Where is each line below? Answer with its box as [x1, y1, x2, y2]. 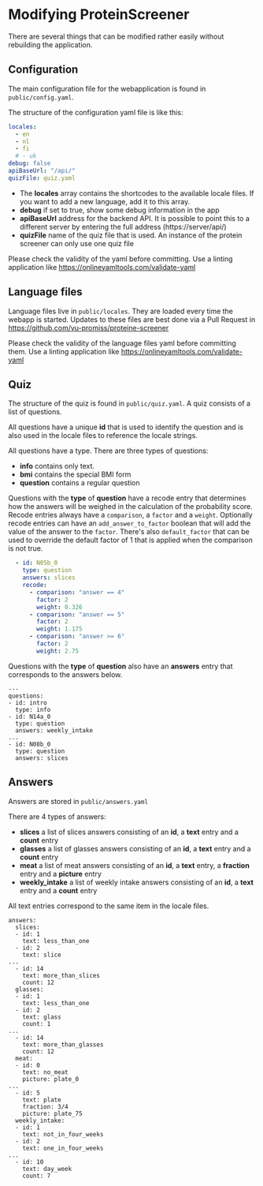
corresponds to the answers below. [8, 669, 123, 679]
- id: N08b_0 [8, 740, 51, 748]
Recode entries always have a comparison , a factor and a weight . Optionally [8, 511, 254, 520]
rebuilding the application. [8, 39, 93, 49]
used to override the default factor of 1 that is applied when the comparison [8, 535, 254, 545]
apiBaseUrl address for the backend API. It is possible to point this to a [19, 213, 250, 223]
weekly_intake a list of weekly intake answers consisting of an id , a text [19, 877, 254, 887]
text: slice [22, 951, 61, 959]
